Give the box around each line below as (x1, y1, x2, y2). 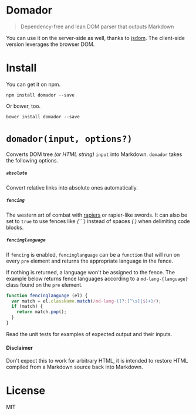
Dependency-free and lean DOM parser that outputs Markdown (20, 23, 174, 30)
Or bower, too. (6, 102, 41, 109)
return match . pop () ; (16, 309, 67, 315)
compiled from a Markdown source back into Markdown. (6, 363, 143, 371)
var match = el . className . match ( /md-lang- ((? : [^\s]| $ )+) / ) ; (11, 298, 161, 304)
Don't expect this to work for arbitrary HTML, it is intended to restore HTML (6, 357, 188, 364)
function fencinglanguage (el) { (6, 293, 88, 298)
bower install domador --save (6, 114, 80, 119)
